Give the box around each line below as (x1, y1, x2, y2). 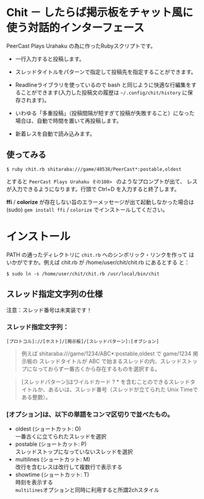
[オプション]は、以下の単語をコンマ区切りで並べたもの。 (6, 410, 174, 418)
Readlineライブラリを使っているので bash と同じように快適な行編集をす (15, 81, 197, 89)
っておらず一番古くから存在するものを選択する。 (37, 365, 161, 373)
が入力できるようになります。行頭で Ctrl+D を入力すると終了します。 (6, 185, 180, 192)
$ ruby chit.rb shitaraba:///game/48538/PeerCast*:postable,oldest (6, 166, 182, 172)
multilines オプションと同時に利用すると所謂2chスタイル (15, 486, 160, 494)
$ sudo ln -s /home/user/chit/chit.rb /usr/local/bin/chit (6, 271, 160, 277)
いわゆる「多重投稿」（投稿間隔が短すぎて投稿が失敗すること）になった (15, 109, 195, 117)
